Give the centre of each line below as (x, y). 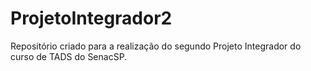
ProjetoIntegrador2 (91, 18)
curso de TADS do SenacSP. (69, 56)
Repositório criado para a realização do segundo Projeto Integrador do (156, 46)
